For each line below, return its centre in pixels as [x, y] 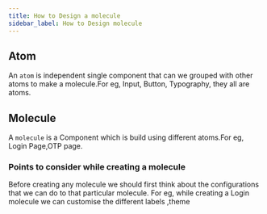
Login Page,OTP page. [46, 146]
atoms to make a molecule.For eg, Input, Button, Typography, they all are [129, 84]
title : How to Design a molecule [65, 16]
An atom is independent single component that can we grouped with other [131, 76]
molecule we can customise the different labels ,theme [99, 202]
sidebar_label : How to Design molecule [75, 23]
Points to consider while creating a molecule [97, 167]
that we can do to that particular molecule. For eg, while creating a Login [129, 193]
